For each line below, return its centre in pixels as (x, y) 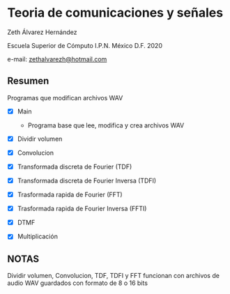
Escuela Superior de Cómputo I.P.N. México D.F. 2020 (85, 45)
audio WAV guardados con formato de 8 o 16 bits (78, 283)
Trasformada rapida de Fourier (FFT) (70, 195)
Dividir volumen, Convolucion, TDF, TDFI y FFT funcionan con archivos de (113, 276)
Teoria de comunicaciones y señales (115, 13)
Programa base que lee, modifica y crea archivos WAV (106, 125)
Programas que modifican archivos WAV (65, 98)
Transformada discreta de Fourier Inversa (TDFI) (87, 180)
